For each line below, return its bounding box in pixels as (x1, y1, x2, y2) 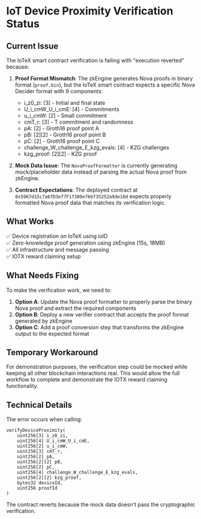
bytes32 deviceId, (17, 480, 63, 486)
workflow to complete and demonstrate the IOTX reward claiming (6, 376, 168, 383)
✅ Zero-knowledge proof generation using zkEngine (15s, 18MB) (6, 239, 166, 246)
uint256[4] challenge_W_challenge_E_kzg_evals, (17, 470, 138, 476)
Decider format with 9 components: (14, 88, 103, 94)
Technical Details (6, 399, 73, 410)
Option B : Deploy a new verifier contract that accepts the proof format (14, 311, 189, 318)
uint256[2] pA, (17, 454, 55, 460)
